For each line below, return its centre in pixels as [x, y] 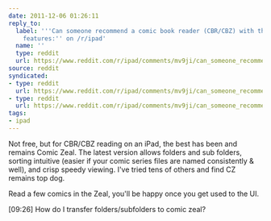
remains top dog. [37, 177]
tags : [17, 114]
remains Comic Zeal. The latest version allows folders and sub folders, [125, 152]
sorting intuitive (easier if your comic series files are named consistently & [131, 161]
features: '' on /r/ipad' [65, 38]
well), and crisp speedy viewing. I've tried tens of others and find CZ [122, 169]
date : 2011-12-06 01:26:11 [54, 16]
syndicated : [28, 76]
